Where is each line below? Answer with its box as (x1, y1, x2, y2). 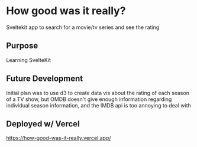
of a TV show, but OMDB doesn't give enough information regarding (6, 96, 172, 103)
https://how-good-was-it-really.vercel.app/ (6, 135, 111, 142)
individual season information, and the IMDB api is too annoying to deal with (6, 102, 191, 109)
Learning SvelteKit (6, 56, 51, 63)
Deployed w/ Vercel (6, 119, 80, 129)
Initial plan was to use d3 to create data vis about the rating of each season (6, 89, 189, 96)
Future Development (6, 74, 83, 84)
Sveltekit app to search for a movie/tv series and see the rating (6, 24, 160, 31)
